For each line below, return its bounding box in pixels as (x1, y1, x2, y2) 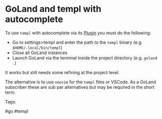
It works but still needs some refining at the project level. (5, 69, 120, 75)
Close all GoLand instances (12, 50, 68, 56)
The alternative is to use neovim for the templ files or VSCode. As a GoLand (5, 79, 156, 85)
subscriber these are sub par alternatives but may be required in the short (5, 84, 155, 90)
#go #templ (5, 108, 28, 114)
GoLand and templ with (5, 3, 102, 15)
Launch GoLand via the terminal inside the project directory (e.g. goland (12, 55, 158, 60)
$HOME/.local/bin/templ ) (12, 44, 63, 50)
